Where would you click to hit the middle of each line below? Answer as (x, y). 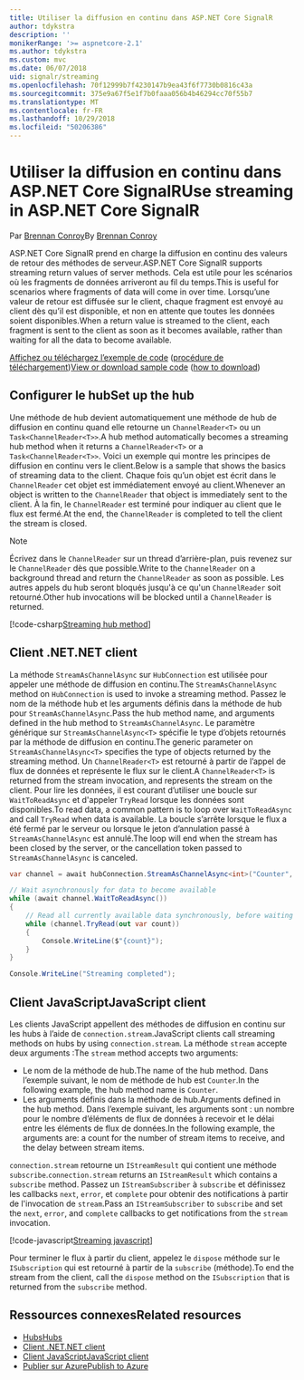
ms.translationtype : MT (54, 102)
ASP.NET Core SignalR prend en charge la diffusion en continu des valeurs (148, 253)
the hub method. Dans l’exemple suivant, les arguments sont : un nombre (158, 1109)
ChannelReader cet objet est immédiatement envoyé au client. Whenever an (147, 485)
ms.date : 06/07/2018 (48, 69)
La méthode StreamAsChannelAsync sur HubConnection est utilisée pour (139, 674)
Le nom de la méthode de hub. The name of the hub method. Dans (145, 1071)
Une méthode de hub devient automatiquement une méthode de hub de (143, 417)
